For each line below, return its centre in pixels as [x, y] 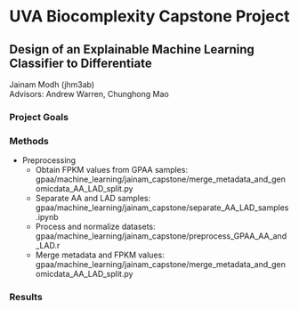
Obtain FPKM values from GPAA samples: [112, 170]
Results [26, 298]
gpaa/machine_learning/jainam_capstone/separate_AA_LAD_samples [162, 208]
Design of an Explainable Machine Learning [132, 49]
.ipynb [47, 217]
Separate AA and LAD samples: [93, 199]
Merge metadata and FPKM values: [100, 255]
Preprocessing [49, 160]
